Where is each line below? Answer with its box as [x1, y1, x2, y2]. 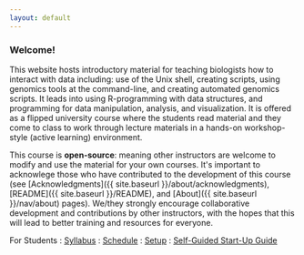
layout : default [9, 13, 71, 23]
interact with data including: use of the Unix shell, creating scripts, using [9, 74, 280, 85]
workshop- [244, 122, 286, 133]
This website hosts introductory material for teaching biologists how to [9, 64, 274, 75]
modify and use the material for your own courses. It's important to [9, 158, 261, 169]
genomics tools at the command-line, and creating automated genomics [9, 83, 280, 94]
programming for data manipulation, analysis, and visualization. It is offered [9, 102, 291, 114]
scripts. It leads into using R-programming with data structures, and [9, 93, 263, 104]
